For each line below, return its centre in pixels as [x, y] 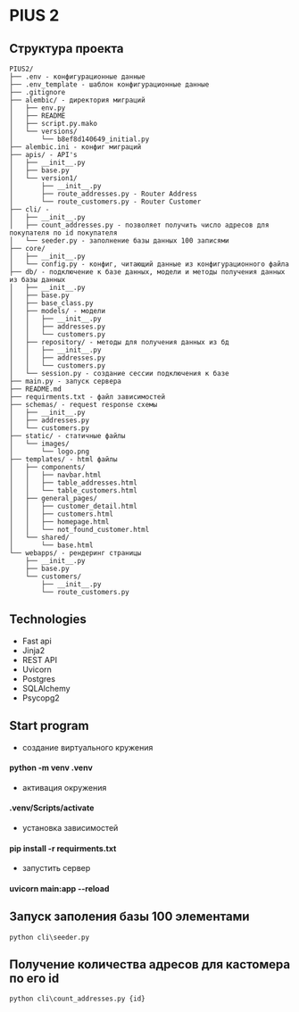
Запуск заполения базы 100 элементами [129, 917]
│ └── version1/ [43, 178]
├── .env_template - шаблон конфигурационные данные [109, 85]
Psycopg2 [41, 698]
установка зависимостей [70, 828]
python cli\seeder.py [50, 937]
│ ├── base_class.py [51, 303]
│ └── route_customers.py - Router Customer [105, 202]
